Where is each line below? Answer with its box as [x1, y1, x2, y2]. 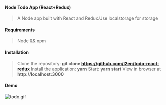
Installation [5, 49, 29, 55]
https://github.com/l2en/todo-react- [81, 60, 160, 66]
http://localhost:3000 [17, 71, 64, 77]
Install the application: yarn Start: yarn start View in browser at [31, 66, 161, 72]
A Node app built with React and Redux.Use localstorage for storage [17, 15, 158, 21]
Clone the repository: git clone [17, 60, 81, 66]
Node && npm [17, 38, 46, 44]
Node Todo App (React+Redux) [5, 4, 71, 10]
